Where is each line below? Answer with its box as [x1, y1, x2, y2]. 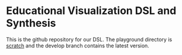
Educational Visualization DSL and [6, 4, 177, 18]
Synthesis [6, 16, 57, 30]
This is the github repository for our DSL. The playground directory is [6, 36, 173, 43]
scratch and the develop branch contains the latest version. [6, 42, 149, 49]
